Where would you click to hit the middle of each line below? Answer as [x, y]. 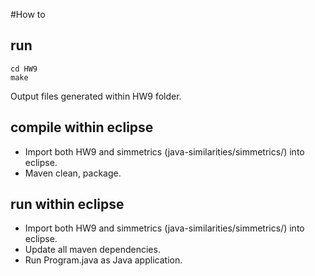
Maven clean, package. [73, 173]
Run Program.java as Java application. [103, 260]
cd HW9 [24, 69]
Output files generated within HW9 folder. [96, 96]
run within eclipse [67, 204]
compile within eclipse [82, 127]
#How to [28, 14]
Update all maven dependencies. [92, 250]
